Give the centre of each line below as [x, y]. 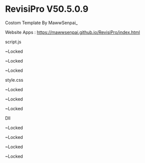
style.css [14, 80]
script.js [13, 42]
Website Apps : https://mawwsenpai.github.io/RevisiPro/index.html [72, 32]
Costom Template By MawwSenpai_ [41, 23]
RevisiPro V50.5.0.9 [47, 9]
